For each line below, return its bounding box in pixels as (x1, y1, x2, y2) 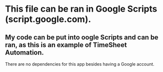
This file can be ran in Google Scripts (5, 3, 158, 15)
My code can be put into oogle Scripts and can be (5, 33, 159, 41)
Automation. (5, 48, 44, 56)
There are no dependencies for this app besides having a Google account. (5, 61, 155, 67)
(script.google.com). (5, 14, 91, 25)
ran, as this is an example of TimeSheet (5, 40, 127, 49)
